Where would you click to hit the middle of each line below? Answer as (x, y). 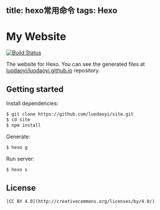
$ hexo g (17, 147)
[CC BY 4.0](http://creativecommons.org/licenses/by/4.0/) (81, 202)
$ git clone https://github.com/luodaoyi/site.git (70, 114)
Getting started (35, 89)
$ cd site (18, 120)
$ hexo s (17, 169)
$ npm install (24, 125)
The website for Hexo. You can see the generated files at (76, 64)
